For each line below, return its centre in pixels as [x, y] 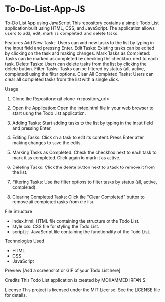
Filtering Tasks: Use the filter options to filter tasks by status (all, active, [84, 182]
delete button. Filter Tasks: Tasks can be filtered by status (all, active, [75, 69]
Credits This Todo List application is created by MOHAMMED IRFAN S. [76, 280]
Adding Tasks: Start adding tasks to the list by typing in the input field [82, 123]
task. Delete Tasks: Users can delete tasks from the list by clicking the [76, 64]
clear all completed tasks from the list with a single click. [62, 79]
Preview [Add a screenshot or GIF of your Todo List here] [63, 270]
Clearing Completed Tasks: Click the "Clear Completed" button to [78, 197]
